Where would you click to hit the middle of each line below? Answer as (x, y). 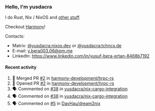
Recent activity (21, 67)
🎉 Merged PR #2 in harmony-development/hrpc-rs (63, 78)
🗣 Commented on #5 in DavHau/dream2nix (56, 103)
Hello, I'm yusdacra (29, 7)
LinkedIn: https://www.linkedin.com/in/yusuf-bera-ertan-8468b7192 (81, 56)
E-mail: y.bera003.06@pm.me (42, 51)
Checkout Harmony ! (25, 27)
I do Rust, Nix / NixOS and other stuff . (43, 18)
